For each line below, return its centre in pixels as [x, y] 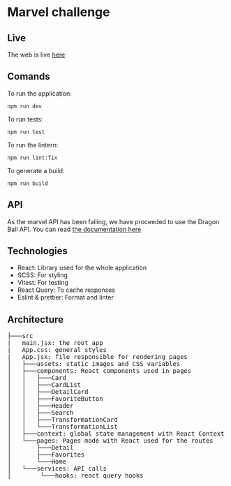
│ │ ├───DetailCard [48, 392]
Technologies [38, 251]
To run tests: [25, 119]
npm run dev [24, 106]
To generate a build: [36, 170]
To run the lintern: [33, 145]
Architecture [36, 319]
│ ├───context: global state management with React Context [116, 434]
